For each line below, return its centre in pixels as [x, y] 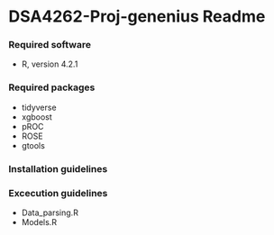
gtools [33, 145]
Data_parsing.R [50, 212]
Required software [50, 45]
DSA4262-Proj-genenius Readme [137, 17]
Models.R [39, 222]
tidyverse [39, 107]
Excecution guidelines [58, 193]
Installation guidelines [58, 168]
